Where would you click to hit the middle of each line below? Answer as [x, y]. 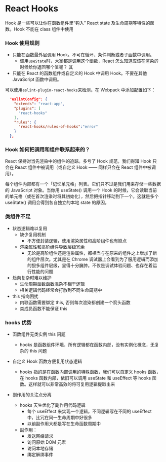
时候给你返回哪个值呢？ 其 [46, 67]
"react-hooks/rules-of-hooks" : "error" [58, 127]
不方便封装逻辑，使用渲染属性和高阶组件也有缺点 [77, 240]
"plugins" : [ [27, 108]
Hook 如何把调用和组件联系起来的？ [48, 150]
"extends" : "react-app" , [40, 104]
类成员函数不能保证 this [43, 308]
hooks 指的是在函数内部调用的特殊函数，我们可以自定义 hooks [83, 372]
